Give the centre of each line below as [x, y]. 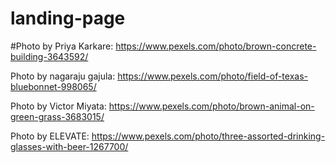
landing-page [68, 18]
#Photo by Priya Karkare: [62, 46]
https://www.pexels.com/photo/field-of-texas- [212, 76]
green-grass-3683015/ [57, 116]
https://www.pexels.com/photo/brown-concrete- [216, 46]
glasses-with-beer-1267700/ [69, 146]
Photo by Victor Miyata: [58, 106]
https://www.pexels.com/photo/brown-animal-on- [211, 106]
